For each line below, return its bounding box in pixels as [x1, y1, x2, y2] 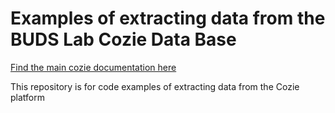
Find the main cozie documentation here [10, 61, 177, 73]
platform [10, 91, 45, 103]
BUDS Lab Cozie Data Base [10, 28, 237, 51]
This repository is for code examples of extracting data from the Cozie [10, 80, 300, 92]
